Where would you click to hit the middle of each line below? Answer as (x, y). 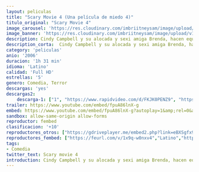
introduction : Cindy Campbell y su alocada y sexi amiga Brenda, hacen (96, 160)
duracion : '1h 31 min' (34, 61)
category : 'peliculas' (34, 50)
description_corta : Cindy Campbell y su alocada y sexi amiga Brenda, (96, 45)
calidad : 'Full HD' (30, 72)
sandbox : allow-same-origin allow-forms (57, 116)
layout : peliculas (29, 12)
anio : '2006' (22, 56)
